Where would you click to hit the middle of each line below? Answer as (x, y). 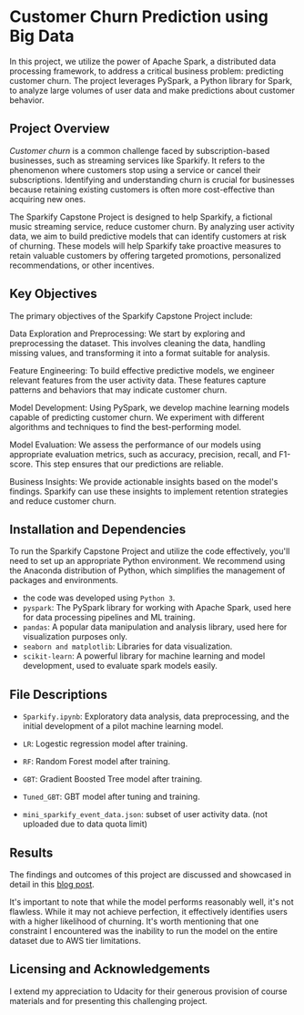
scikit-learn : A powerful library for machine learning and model (144, 656)
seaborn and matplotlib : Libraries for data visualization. (127, 646)
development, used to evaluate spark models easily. (120, 666)
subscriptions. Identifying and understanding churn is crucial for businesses (152, 179)
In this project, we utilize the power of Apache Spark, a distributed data (143, 61)
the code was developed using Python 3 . (99, 598)
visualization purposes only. (75, 637)
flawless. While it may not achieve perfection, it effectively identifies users (149, 912)
